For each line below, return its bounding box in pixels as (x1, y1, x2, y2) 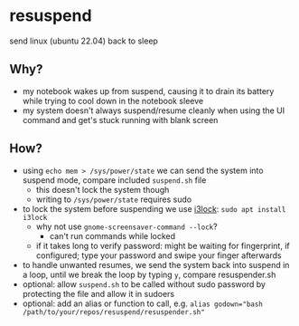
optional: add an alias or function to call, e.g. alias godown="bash (22, 298, 264, 309)
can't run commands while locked (49, 230, 176, 241)
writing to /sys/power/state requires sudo (35, 194, 192, 205)
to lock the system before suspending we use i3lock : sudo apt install (22, 203, 286, 214)
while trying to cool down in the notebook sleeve (22, 95, 204, 106)
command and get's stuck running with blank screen (22, 114, 219, 125)
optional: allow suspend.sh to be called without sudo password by (22, 278, 266, 290)
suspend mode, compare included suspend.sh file (22, 174, 207, 186)
